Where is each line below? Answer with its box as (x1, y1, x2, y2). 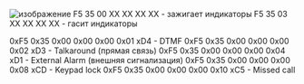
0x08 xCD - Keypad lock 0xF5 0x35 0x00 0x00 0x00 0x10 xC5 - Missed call (9, 64, 296, 75)
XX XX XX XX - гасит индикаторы (9, 18, 138, 29)
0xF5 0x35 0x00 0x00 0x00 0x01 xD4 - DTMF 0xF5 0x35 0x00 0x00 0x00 (9, 36, 289, 46)
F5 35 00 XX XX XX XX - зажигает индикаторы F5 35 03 (73, 9, 289, 19)
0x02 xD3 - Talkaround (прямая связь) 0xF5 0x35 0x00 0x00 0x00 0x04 (9, 45, 286, 56)
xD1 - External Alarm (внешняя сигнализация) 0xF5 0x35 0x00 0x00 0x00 (9, 55, 290, 65)
